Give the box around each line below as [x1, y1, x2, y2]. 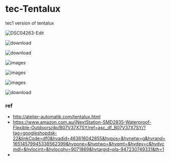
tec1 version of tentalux [5, 20, 55, 26]
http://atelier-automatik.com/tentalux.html [12, 113, 101, 120]
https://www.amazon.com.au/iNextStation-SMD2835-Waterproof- [12, 119, 152, 125]
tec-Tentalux [5, 3, 61, 15]
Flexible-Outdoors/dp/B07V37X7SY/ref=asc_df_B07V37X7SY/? [12, 125, 146, 131]
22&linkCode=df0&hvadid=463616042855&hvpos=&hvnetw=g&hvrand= [12, 135, 166, 142]
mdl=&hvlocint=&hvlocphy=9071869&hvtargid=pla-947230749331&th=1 [12, 146, 164, 152]
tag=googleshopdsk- [12, 130, 57, 136]
